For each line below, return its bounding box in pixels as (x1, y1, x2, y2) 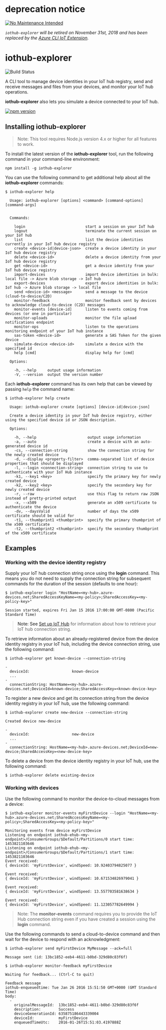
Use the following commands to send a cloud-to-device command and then (5, 931, 161, 937)
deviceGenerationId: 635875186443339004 (14, 1011, 99, 1016)
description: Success (14, 1007, 75, 1012)
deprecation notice (5, 3, 85, 15)
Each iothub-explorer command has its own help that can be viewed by (5, 380, 153, 386)
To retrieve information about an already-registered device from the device (5, 636, 159, 642)
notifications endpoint (5, 320, 55, 325)
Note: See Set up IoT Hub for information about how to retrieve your (17, 621, 157, 627)
